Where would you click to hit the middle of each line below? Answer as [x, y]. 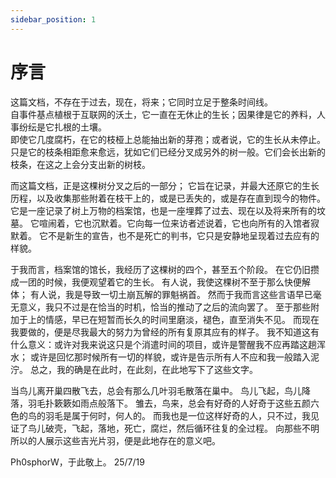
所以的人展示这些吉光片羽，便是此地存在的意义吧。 [115, 440]
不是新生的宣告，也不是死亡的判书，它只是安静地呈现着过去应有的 [183, 235]
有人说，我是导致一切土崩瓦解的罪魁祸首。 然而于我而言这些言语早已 [171, 294]
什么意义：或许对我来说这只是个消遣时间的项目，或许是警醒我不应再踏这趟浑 [168, 344]
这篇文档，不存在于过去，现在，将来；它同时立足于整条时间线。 [141, 102]
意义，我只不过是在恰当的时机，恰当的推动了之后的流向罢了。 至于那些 [164, 307]
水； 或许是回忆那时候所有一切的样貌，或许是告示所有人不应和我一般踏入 [160, 357]
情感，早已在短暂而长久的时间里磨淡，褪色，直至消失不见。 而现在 [182, 319]
